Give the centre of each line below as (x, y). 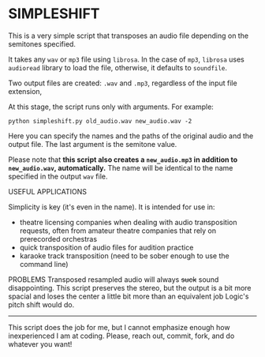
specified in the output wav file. (58, 176)
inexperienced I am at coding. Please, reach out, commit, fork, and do (121, 336)
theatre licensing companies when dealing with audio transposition (128, 222)
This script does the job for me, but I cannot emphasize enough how (119, 327)
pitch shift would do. (41, 304)
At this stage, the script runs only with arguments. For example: (111, 107)
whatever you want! (40, 344)
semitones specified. (42, 43)
